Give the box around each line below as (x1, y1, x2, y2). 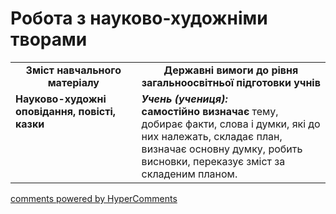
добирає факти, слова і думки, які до (141, 117, 321, 131)
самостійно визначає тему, (141, 104, 279, 118)
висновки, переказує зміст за (141, 154, 286, 168)
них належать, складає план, (141, 129, 283, 143)
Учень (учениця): (141, 92, 228, 106)
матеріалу (47, 75, 100, 89)
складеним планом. (141, 167, 238, 181)
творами (10, 28, 88, 51)
